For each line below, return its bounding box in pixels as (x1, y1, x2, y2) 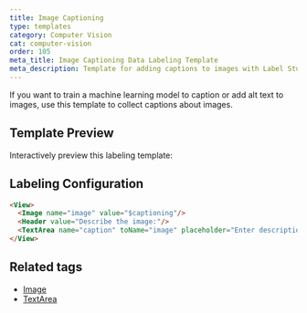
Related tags (9, 259, 83, 275)
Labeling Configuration (9, 176, 144, 192)
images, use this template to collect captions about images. (9, 99, 233, 110)
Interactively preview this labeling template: (9, 150, 174, 161)
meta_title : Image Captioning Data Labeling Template (9, 56, 219, 65)
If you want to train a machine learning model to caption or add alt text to (9, 89, 284, 100)
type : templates (9, 22, 71, 31)
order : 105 (9, 47, 51, 57)
